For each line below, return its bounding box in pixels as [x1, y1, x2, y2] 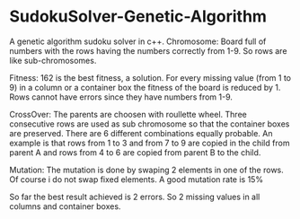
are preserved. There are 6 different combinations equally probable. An [9, 127, 273, 138]
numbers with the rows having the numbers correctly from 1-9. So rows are [9, 45, 287, 56]
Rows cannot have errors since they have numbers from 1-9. [9, 92, 234, 102]
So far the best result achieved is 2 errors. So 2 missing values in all [9, 191, 260, 202]
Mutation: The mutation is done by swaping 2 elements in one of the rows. [9, 164, 285, 175]
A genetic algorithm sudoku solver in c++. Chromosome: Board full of [9, 36, 267, 47]
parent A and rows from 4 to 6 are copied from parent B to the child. [9, 146, 261, 158]
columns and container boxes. [9, 200, 121, 212]
